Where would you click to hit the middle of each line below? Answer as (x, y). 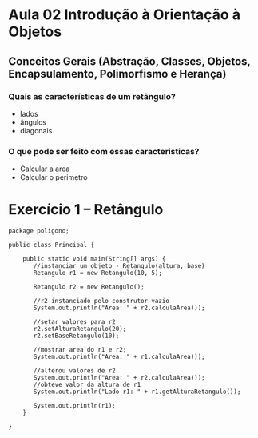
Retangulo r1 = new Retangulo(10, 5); (97, 273)
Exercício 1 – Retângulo (86, 210)
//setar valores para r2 (74, 322)
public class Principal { (51, 245)
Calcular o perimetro (54, 177)
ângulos (33, 122)
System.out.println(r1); (74, 406)
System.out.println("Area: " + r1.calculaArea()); (119, 357)
